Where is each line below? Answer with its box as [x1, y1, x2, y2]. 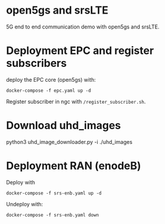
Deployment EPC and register [6, 44, 154, 57]
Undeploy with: [6, 200, 43, 207]
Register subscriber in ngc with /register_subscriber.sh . [6, 98, 146, 105]
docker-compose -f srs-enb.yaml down [6, 212, 99, 218]
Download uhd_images [6, 119, 121, 132]
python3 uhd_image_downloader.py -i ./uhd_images [6, 138, 133, 145]
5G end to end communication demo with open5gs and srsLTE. [6, 23, 160, 30]
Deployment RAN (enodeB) [6, 159, 141, 172]
